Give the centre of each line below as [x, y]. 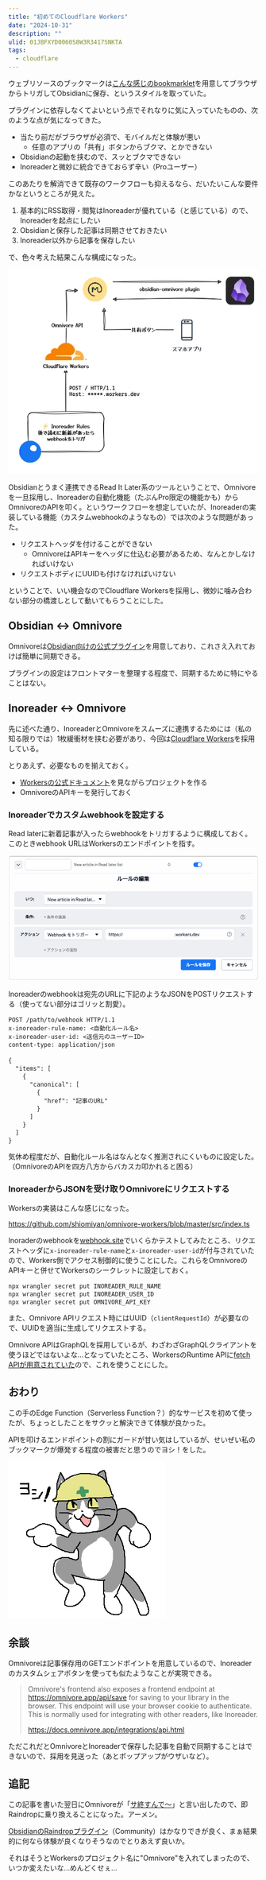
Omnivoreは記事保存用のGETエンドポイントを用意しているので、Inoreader [130, 1663]
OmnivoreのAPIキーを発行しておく [76, 792]
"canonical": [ [54, 1085]
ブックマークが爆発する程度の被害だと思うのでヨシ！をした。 [109, 1449]
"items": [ [33, 1069]
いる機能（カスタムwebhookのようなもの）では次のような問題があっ [141, 517]
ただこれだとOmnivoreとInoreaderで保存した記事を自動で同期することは [127, 1746]
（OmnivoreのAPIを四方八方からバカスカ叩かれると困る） [103, 1167]
